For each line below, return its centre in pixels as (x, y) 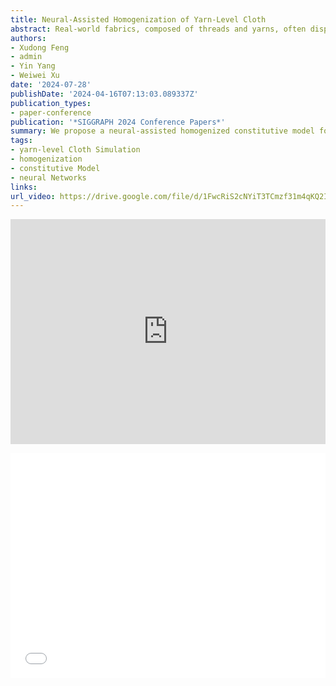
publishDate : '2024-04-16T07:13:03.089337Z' (104, 94)
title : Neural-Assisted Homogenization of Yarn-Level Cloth (138, 19)
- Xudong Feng (40, 47)
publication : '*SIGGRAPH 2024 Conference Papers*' (118, 122)
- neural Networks (48, 177)
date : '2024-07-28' (51, 85)
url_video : (33, 196)
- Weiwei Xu (35, 76)
